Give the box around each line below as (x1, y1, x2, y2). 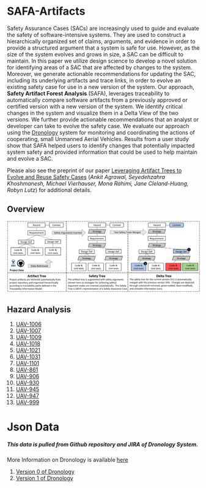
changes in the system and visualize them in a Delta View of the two (7, 109, 179, 116)
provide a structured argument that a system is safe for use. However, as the (7, 44, 200, 51)
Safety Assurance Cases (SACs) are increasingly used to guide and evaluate (7, 25, 199, 32)
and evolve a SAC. (7, 154, 53, 162)
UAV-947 (15, 392, 39, 400)
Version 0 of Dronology (15, 468, 75, 476)
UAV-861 (15, 366, 39, 373)
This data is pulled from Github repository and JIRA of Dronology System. (7, 440, 198, 448)
